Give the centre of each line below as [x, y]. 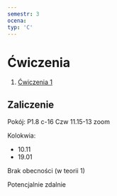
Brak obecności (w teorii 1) [46, 171]
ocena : [17, 21]
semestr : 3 [23, 14]
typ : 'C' [20, 27]
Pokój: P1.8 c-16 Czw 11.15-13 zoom [58, 122]
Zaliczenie [31, 104]
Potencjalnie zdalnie [37, 185]
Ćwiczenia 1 [35, 82]
